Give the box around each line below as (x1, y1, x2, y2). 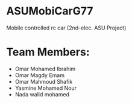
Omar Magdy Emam (14, 71, 65, 79)
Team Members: (6, 45, 90, 59)
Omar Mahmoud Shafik (14, 78, 73, 85)
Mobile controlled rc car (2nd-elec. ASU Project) (6, 24, 127, 31)
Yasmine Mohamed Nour (14, 84, 77, 92)
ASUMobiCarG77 (6, 4, 93, 18)
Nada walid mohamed (14, 90, 69, 98)
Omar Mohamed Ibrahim (14, 65, 76, 72)
